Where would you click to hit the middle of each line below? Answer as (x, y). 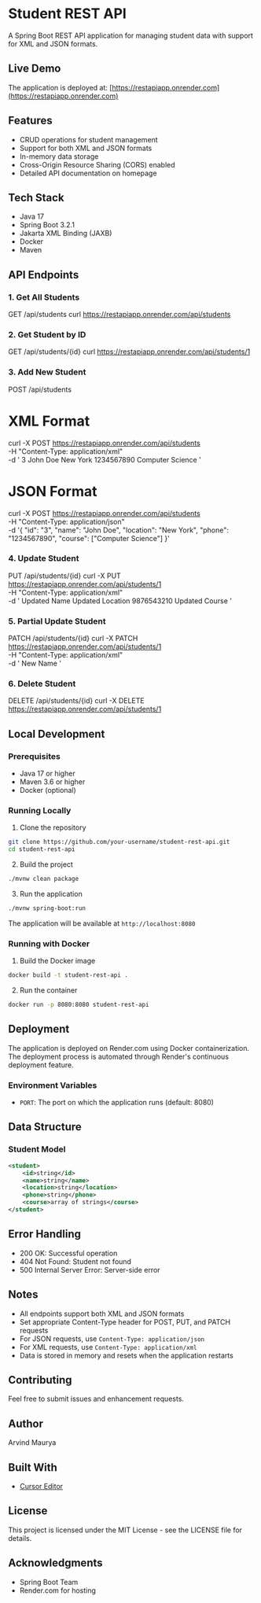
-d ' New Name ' (35, 663)
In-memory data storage (59, 156)
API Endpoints (44, 275)
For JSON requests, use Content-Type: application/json (112, 1339)
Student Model (37, 1149)
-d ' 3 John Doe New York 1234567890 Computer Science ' (105, 459)
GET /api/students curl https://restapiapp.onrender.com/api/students (119, 315)
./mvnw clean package (44, 879)
